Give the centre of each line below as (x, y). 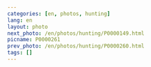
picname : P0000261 (34, 40)
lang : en (20, 20)
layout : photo (28, 27)
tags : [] (20, 53)
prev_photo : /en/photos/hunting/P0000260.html (76, 46)
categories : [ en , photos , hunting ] (59, 14)
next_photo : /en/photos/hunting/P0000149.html (76, 33)
